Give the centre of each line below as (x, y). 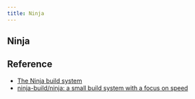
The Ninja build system (49, 81)
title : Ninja (26, 13)
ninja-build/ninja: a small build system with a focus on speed (103, 88)
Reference (30, 65)
